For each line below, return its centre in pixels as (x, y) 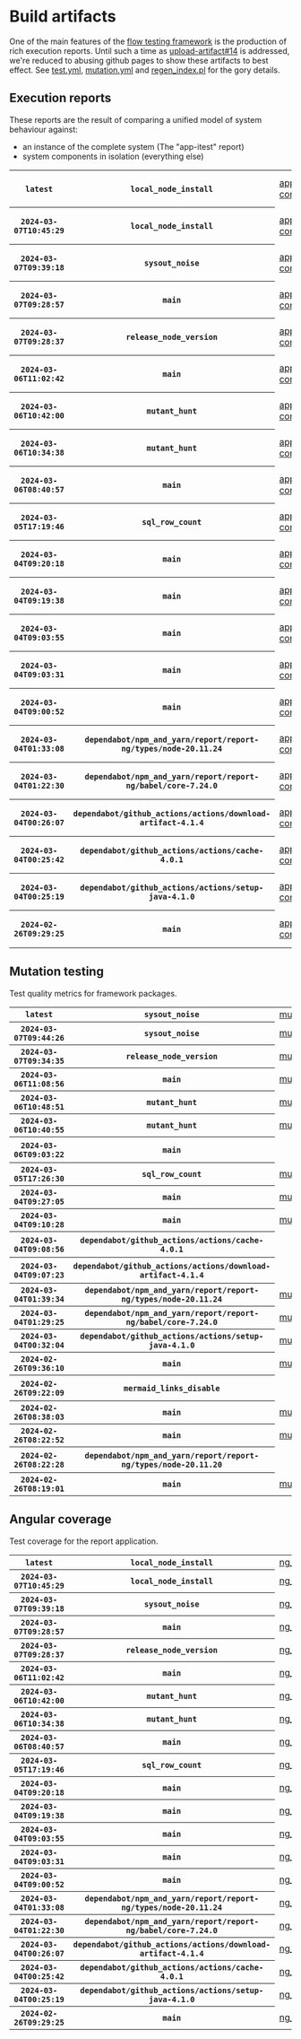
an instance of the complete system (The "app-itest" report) (133, 146)
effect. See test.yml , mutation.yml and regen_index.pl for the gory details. (145, 70)
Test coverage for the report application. (84, 1541)
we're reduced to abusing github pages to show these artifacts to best (139, 60)
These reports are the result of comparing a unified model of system (136, 119)
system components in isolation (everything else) (113, 156)
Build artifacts (63, 17)
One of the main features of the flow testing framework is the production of (148, 41)
